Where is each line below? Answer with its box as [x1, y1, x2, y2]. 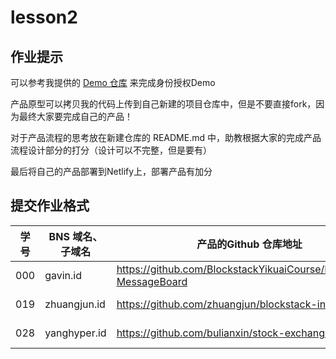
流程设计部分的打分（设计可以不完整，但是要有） [10, 144, 212, 156]
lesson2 [10, 6, 78, 29]
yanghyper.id [44, 326, 107, 340]
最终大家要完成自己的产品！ [18, 111, 133, 122]
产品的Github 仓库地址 [196, 237, 303, 251]
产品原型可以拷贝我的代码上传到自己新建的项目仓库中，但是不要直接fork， [10, 98, 317, 110]
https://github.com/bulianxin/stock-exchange [116, 326, 332, 340]
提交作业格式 [10, 197, 90, 215]
